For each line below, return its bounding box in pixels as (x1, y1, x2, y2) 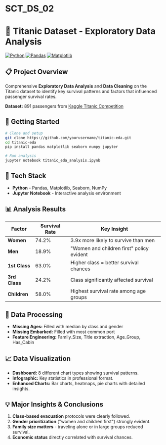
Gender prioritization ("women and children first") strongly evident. (12, 419, 151, 425)
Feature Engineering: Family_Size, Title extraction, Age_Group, (12, 334, 141, 340)
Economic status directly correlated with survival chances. (12, 434, 133, 441)
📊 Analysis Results (5, 205, 66, 213)
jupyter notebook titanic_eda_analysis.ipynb (5, 158, 100, 163)
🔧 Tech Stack (5, 172, 46, 180)
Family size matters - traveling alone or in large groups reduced (12, 424, 143, 430)
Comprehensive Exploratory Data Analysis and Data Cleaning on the (5, 83, 147, 89)
